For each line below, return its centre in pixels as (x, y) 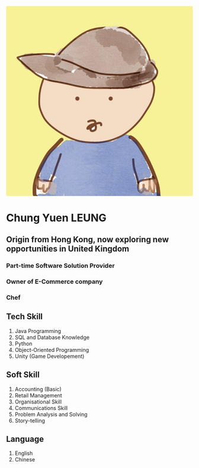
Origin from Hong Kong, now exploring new (88, 240)
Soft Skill (23, 375)
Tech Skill (25, 317)
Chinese (25, 460)
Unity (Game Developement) (49, 356)
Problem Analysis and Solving (51, 414)
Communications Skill (41, 408)
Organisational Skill (38, 402)
